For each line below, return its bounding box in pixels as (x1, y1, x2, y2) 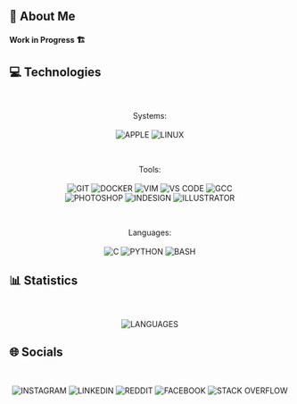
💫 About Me (9, 9, 76, 24)
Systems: (132, 110, 168, 121)
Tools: (138, 164, 161, 174)
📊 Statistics (9, 274, 78, 289)
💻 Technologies (9, 64, 102, 80)
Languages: (128, 227, 172, 238)
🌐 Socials (9, 345, 64, 359)
